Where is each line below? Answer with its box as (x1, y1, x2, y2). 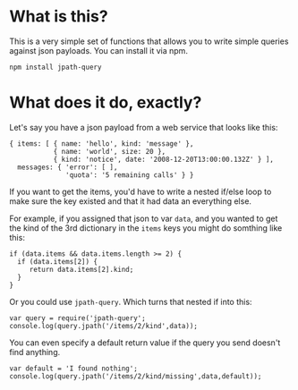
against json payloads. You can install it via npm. (9, 45, 188, 55)
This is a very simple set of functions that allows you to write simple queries (9, 36, 289, 47)
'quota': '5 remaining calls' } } (65, 170, 194, 180)
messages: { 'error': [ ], (17, 163, 118, 172)
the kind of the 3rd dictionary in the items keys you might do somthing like (9, 222, 283, 233)
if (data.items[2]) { (17, 257, 98, 266)
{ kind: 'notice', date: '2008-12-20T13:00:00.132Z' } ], (53, 155, 275, 164)
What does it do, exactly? (9, 92, 202, 113)
